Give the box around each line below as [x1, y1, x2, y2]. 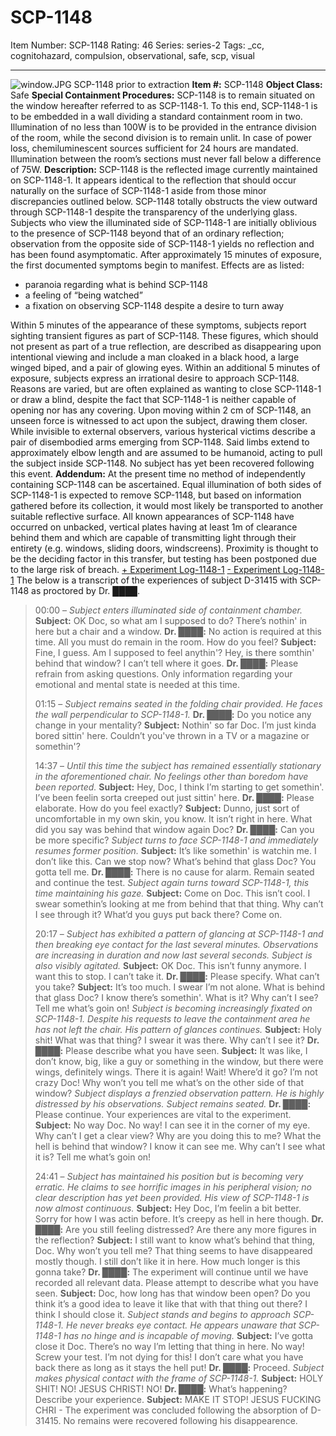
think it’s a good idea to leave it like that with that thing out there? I [34, 1297, 308, 1310]
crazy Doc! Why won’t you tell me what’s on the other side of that [34, 1076, 304, 1088]
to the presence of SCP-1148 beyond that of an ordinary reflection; [10, 227, 285, 239]
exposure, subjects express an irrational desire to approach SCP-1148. [10, 372, 300, 384]
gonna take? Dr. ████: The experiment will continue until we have [34, 1266, 309, 1278]
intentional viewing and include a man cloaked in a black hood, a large [10, 351, 300, 363]
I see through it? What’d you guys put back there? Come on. [34, 908, 283, 920]
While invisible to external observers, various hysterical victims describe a [10, 425, 316, 437]
